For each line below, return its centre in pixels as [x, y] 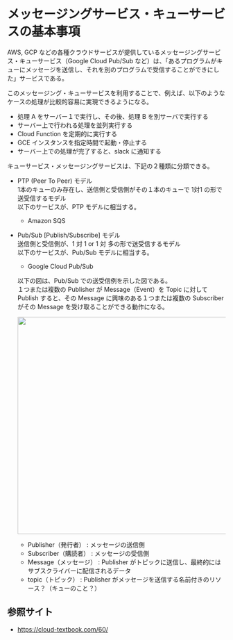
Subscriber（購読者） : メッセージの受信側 [88, 553]
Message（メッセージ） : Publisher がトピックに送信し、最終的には [124, 562]
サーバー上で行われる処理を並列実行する [75, 125]
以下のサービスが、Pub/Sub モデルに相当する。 [85, 252]
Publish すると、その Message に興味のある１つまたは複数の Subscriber [120, 298]
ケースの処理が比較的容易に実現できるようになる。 [80, 101]
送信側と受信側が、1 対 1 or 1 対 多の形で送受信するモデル [99, 243]
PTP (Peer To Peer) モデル [54, 181]
